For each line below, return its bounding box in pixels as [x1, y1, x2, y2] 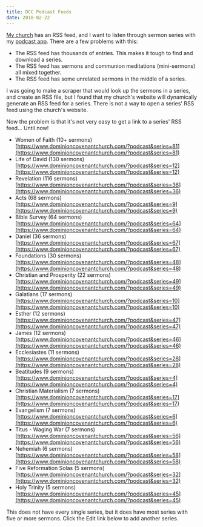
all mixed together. [15, 68, 62, 76]
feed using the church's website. [6, 106, 88, 113]
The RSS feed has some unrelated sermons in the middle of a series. [15, 75, 187, 82]
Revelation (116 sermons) [15, 174, 78, 182]
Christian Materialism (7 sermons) [15, 387, 100, 394]
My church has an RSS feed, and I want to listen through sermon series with [6, 31, 196, 38]
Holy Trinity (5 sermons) [15, 483, 76, 491]
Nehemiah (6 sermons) [15, 445, 73, 452]
